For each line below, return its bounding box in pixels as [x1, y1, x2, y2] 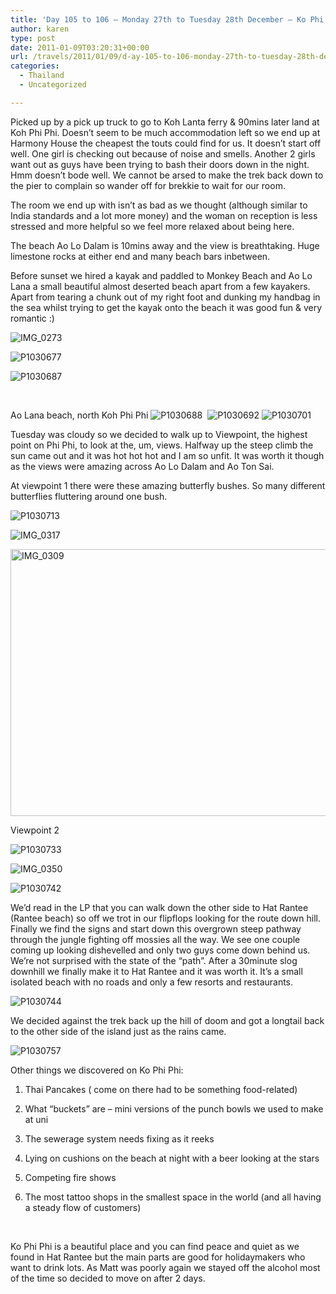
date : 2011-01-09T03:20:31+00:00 [10, 42, 150, 53]
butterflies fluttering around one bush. [10, 490, 168, 502]
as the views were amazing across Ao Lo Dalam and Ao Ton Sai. [10, 460, 275, 472]
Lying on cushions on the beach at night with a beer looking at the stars [24, 1152, 320, 1164]
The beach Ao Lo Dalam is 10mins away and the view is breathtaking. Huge [10, 239, 320, 251]
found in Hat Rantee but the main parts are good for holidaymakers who [10, 1251, 306, 1263]
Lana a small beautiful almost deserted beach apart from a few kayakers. [10, 280, 311, 292]
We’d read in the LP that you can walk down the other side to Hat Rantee [10, 901, 309, 913]
